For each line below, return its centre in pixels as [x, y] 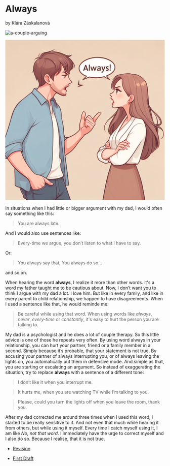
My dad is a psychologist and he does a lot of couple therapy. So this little [82, 334]
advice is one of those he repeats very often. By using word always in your [83, 340]
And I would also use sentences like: [43, 233]
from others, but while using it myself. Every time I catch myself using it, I [81, 428]
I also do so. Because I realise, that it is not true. [55, 439]
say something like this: [30, 213]
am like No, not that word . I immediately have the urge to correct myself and [84, 433]
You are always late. [38, 223]
